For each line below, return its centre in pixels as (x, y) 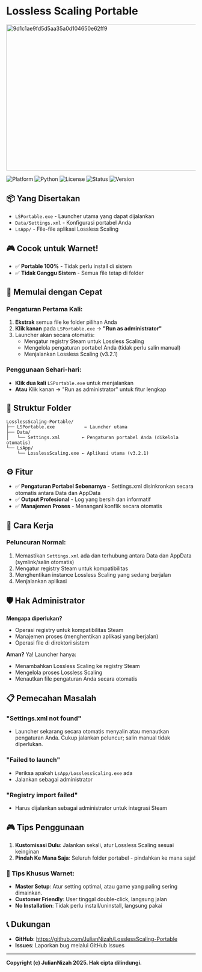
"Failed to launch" (33, 760)
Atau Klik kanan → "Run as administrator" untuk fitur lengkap (90, 389)
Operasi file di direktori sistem (52, 642)
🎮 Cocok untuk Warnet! (52, 248)
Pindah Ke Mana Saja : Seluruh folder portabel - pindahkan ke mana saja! (105, 858)
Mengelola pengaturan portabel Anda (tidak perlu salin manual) (102, 348)
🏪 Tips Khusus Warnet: (41, 873)
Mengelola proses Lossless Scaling (59, 672)
